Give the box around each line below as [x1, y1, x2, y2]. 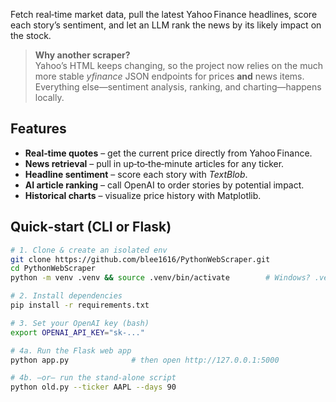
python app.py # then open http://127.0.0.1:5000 [10, 355, 280, 365]
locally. [34, 92, 65, 103]
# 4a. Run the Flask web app [10, 345, 132, 356]
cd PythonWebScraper [10, 264, 97, 274]
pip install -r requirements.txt [10, 300, 150, 310]
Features [10, 120, 67, 138]
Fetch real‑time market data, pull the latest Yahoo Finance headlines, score [10, 9, 318, 20]
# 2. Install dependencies [10, 291, 123, 301]
